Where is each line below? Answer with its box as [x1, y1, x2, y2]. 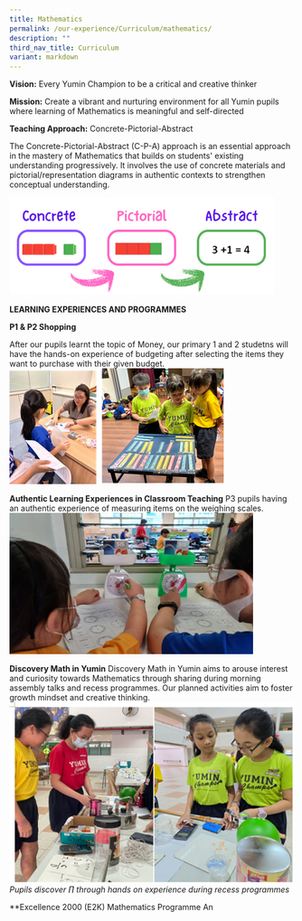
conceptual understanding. [9, 179, 110, 190]
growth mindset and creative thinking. [9, 692, 151, 703]
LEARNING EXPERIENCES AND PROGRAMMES [9, 304, 187, 315]
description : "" [9, 33, 71, 42]
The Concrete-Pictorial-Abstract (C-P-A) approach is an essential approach [9, 141, 291, 152]
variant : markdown [9, 52, 79, 62]
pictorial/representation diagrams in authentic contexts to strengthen [9, 170, 266, 181]
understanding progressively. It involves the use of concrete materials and [9, 160, 286, 171]
